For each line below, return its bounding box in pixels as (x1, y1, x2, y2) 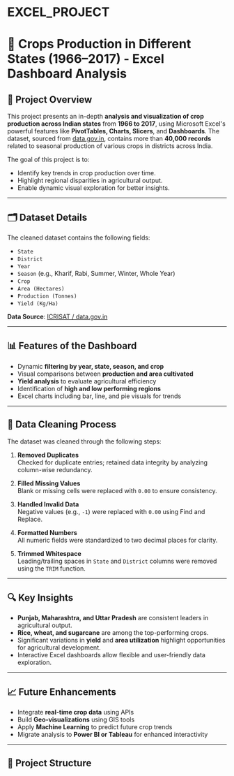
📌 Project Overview (7, 94, 93, 105)
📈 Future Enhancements (7, 686, 117, 698)
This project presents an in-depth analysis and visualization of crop (7, 112, 204, 121)
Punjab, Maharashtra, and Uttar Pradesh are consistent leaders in (17, 614, 209, 622)
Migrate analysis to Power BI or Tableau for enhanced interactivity (17, 731, 208, 739)
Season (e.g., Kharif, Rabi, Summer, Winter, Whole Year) (17, 270, 175, 277)
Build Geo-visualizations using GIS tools (17, 715, 135, 724)
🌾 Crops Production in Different (7, 36, 192, 52)
